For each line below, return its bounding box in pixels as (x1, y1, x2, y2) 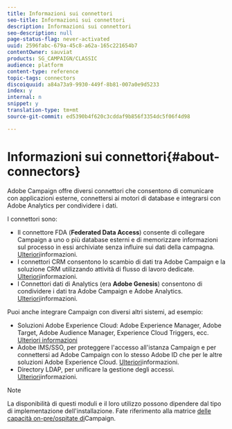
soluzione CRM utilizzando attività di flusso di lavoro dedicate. (17, 264, 195, 273)
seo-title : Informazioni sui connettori (7, 17, 126, 24)
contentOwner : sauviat (7, 49, 73, 56)
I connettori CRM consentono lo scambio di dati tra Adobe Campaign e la (17, 257, 226, 266)
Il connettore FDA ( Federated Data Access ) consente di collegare (17, 228, 206, 236)
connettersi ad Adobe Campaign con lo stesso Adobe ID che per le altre (17, 350, 223, 358)
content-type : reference (7, 68, 79, 75)
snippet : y (7, 100, 39, 107)
